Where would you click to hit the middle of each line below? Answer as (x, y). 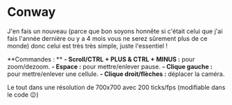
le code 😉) (23, 95)
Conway (32, 12)
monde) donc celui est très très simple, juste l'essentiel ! (88, 46)
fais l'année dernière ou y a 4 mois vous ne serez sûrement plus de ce (107, 38)
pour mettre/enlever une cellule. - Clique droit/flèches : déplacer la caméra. (116, 74)
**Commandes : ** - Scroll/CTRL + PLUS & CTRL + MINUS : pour (101, 59)
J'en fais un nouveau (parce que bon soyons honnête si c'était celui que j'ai (115, 31)
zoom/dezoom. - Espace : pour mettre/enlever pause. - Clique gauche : (110, 66)
